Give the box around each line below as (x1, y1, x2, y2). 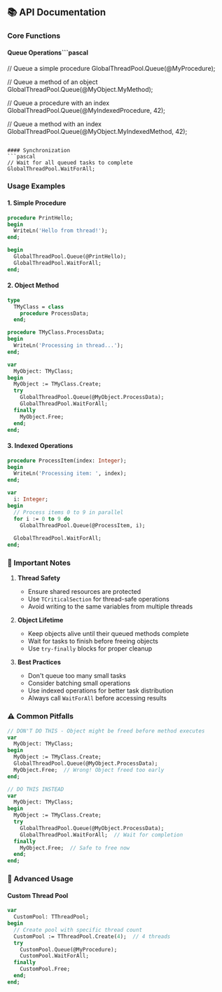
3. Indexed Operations (7, 442, 74, 450)
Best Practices (17, 658, 61, 667)
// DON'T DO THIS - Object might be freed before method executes (7, 727, 205, 735)
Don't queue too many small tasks (27, 672, 126, 680)
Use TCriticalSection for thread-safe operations (27, 595, 169, 604)
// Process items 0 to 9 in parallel (13, 508, 124, 516)
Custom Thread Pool (7, 891, 69, 899)
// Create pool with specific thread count (13, 926, 142, 933)
